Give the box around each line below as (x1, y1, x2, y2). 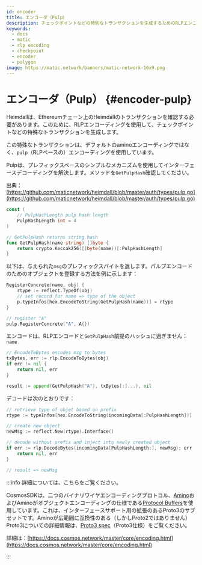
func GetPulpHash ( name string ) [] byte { (6, 240, 109, 246)
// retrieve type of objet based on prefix (6, 406, 117, 412)
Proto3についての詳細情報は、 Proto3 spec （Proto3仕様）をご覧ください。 (6, 521, 191, 529)
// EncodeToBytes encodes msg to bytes (6, 350, 106, 356)
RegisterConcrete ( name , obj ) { (6, 282, 85, 289)
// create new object (6, 423, 61, 429)
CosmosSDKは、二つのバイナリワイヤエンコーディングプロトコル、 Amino (6, 491, 189, 499)
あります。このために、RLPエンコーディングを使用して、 (16, 121, 157, 128)
